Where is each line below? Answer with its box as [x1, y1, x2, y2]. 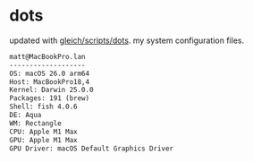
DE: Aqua [9, 111, 42, 120]
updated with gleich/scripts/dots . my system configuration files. [9, 35, 244, 46]
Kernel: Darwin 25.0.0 [9, 86, 94, 95]
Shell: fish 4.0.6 [9, 102, 78, 112]
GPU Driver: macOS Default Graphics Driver [9, 144, 174, 153]
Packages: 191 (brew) [9, 94, 90, 103]
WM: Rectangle [9, 118, 63, 128]
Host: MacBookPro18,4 [9, 77, 90, 86]
